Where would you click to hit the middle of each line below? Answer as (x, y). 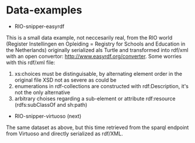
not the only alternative (42, 92)
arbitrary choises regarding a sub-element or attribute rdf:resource (95, 98)
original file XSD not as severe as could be (65, 80)
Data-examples (44, 10)
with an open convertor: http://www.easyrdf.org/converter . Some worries (94, 56)
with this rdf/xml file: (31, 62)
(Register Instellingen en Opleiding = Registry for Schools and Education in (96, 44)
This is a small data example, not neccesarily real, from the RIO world (89, 37)
